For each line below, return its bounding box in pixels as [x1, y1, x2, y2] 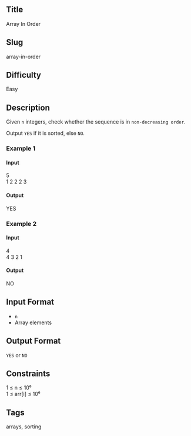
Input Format [6, 297, 55, 307]
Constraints [6, 368, 51, 378]
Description [6, 102, 50, 112]
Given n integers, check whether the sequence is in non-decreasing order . [6, 118, 186, 125]
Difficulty [6, 70, 41, 80]
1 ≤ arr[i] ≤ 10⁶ [6, 391, 41, 398]
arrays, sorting [6, 423, 42, 430]
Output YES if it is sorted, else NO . [6, 129, 85, 137]
